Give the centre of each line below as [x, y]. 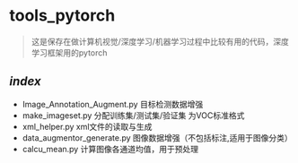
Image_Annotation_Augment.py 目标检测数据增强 [113, 104]
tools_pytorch [62, 16]
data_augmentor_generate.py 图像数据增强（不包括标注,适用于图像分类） [158, 137]
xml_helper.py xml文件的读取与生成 [87, 126]
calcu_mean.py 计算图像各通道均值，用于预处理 [110, 149]
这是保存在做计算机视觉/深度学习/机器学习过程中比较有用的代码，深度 [160, 41]
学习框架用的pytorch [69, 52]
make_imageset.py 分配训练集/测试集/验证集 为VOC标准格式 [133, 115]
